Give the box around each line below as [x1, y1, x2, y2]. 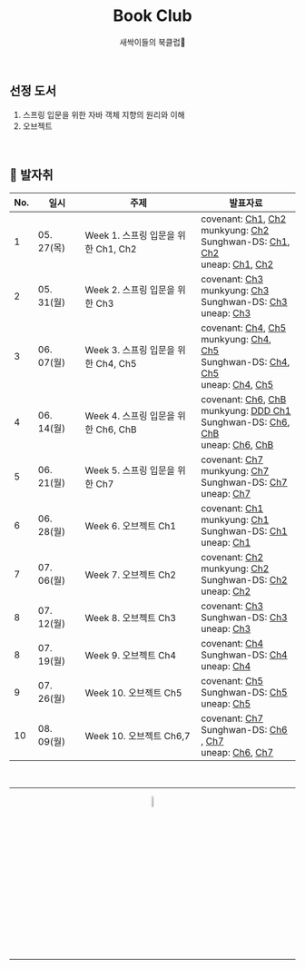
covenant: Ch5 [201, 674, 264, 687]
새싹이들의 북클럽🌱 [119, 36, 186, 47]
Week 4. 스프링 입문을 [84, 410, 175, 422]
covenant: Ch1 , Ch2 [201, 213, 287, 225]
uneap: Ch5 [201, 697, 251, 709]
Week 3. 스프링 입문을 [84, 343, 175, 356]
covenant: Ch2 [201, 550, 264, 563]
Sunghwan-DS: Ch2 [201, 573, 288, 586]
